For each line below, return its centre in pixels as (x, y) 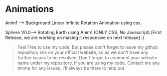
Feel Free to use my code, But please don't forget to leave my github (88, 47)
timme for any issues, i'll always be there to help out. (71, 68)
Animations (29, 9)
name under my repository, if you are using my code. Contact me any (88, 63)
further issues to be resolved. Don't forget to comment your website (87, 57)
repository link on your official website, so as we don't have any (83, 52)
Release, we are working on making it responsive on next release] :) (75, 38)
